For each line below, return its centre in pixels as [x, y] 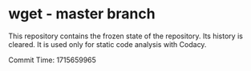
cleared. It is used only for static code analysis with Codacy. [107, 44]
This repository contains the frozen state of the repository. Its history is [125, 36]
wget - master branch [82, 14]
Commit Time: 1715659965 [52, 60]
